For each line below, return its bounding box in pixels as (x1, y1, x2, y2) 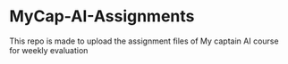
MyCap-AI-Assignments (9, 6, 195, 27)
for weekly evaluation (9, 44, 89, 55)
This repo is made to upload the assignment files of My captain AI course (9, 36, 279, 46)
